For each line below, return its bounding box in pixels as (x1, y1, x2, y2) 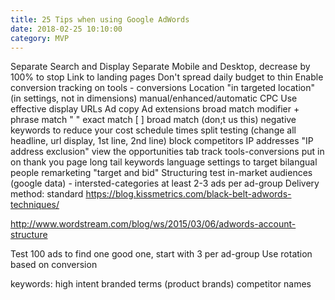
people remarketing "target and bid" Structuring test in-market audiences (10, 167, 313, 179)
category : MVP (10, 33, 70, 43)
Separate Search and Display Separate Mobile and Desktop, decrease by (10, 61, 311, 73)
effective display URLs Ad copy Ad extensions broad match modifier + (10, 103, 300, 115)
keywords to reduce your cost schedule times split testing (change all (10, 124, 297, 136)
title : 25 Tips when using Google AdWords (10, 14, 190, 25)
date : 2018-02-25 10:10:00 (10, 24, 123, 34)
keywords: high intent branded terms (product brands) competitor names (10, 278, 312, 290)
